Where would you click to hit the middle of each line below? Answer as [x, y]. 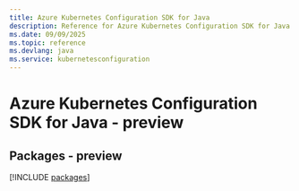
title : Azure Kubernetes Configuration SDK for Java [110, 17]
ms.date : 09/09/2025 [48, 34]
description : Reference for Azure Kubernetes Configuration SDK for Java [150, 26]
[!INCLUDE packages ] [50, 177]
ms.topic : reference [48, 43]
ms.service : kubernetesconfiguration [80, 59]
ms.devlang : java [42, 51]
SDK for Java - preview [97, 123]
